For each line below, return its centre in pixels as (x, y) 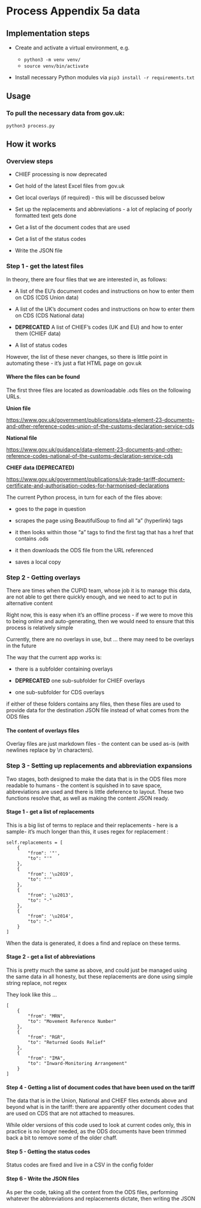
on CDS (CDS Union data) (47, 297)
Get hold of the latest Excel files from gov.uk (70, 186)
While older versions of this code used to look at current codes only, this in (99, 1125)
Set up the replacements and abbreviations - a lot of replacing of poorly (103, 209)
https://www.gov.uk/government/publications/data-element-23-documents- (100, 419)
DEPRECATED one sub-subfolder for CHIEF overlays (80, 681)
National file (22, 438)
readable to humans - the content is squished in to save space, (84, 785)
